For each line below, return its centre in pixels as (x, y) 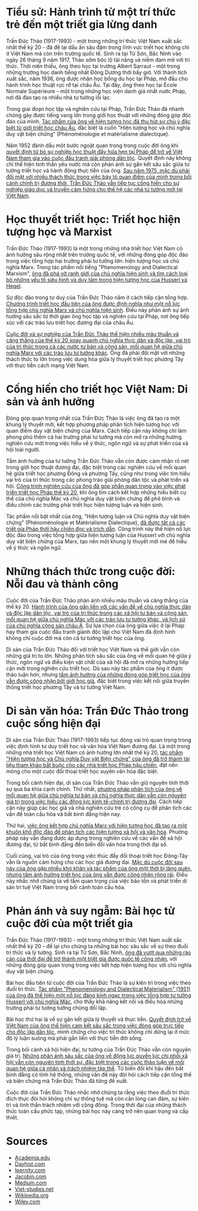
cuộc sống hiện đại (54, 723)
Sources (27, 1141)
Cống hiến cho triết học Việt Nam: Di (97, 389)
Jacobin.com (30, 1176)
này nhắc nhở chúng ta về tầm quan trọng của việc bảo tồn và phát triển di (97, 881)
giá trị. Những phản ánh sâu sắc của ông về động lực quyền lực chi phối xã (97, 1056)
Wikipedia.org (32, 1195)
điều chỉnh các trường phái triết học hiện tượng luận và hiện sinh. (85, 505)
